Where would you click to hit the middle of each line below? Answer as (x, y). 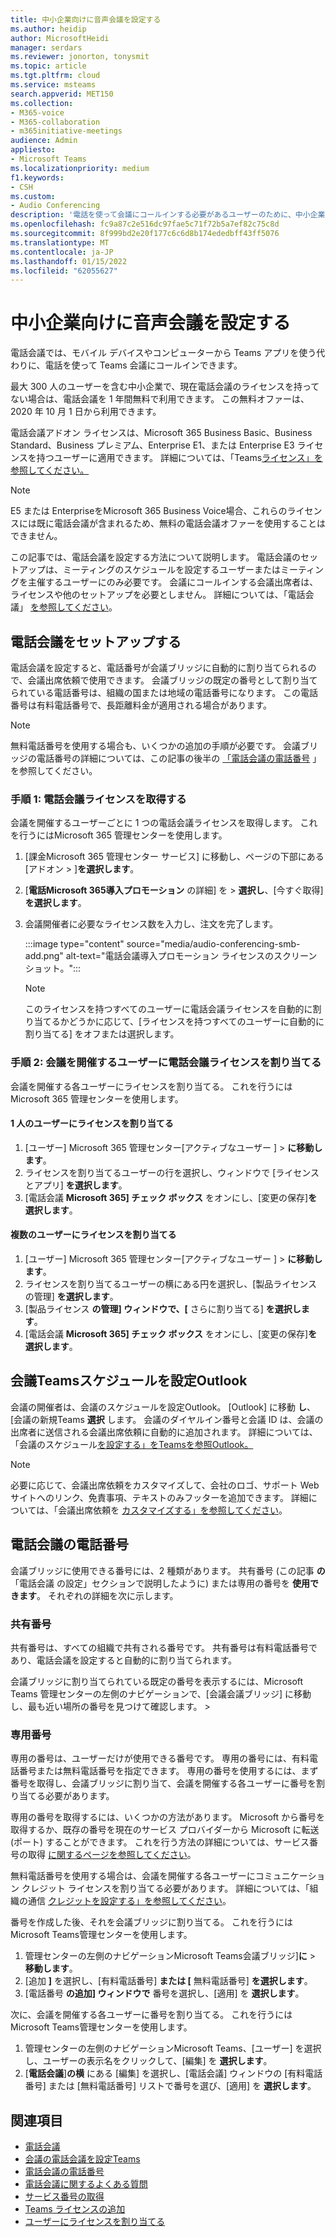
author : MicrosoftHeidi (60, 38)
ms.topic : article (48, 66)
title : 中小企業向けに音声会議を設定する (86, 19)
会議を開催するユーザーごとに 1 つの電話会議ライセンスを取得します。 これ (164, 823)
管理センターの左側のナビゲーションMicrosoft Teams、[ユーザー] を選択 (173, 2048)
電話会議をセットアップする (96, 641)
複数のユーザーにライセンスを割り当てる (93, 1235)
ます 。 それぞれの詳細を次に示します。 (98, 1595)
